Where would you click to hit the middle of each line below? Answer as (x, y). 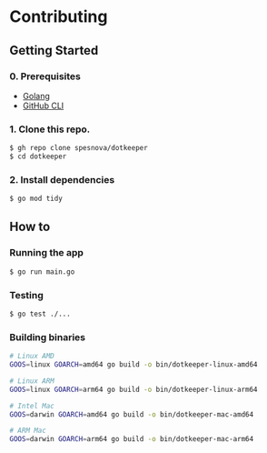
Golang (36, 96)
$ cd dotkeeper (38, 156)
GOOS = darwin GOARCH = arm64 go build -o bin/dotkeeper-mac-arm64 (132, 439)
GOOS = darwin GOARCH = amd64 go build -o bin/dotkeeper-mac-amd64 (132, 414)
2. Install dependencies (62, 179)
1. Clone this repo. (50, 129)
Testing (26, 295)
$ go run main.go (42, 272)
